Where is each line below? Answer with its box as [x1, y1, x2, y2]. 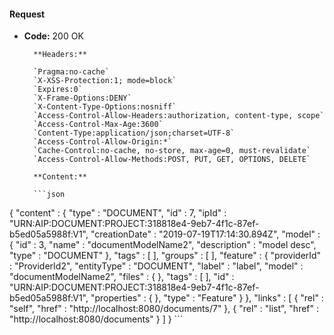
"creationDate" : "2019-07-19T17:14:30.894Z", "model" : [90, 228, 321, 240]
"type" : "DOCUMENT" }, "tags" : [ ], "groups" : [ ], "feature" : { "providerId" [9, 250, 322, 262]
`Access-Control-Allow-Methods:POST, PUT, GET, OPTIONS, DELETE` [33, 155, 311, 165]
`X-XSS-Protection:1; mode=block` [33, 76, 177, 86]
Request [9, 8, 46, 20]
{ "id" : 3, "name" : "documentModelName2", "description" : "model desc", [9, 239, 317, 251]
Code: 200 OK [23, 30, 84, 42]
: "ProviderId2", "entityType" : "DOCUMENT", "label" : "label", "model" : [9, 260, 304, 272]
